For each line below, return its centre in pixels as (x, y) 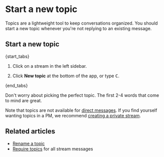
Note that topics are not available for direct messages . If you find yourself (81, 110)
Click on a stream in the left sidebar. (50, 66)
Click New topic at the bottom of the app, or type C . (66, 76)
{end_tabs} (17, 85)
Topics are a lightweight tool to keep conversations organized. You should (81, 23)
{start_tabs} (17, 56)
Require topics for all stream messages (53, 148)
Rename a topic (29, 143)
